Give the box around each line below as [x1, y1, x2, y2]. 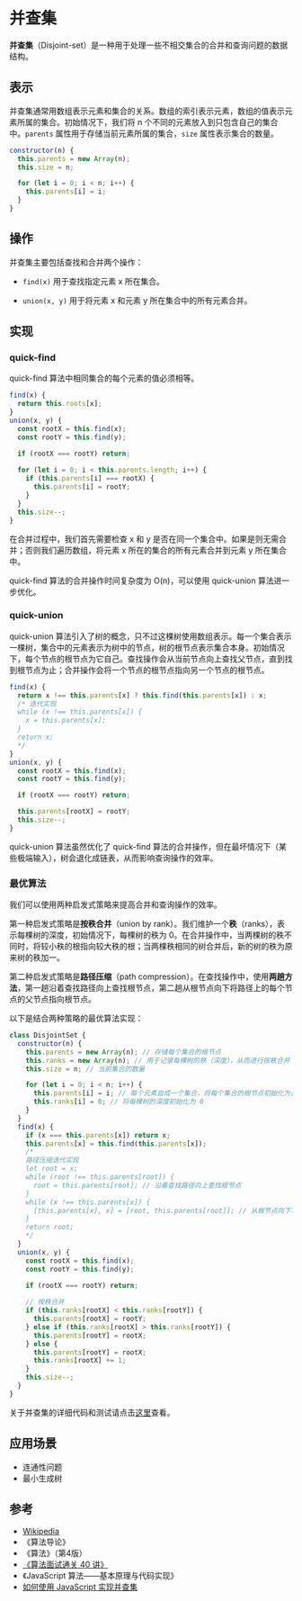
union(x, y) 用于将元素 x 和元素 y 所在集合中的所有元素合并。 [22, 294, 253, 306]
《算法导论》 [22, 1536, 70, 1548]
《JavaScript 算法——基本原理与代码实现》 [22, 1570, 179, 1581]
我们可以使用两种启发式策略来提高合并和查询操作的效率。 [9, 899, 222, 910]
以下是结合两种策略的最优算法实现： [9, 1013, 144, 1024]
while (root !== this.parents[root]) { [25, 1173, 175, 1182]
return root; [25, 1223, 75, 1232]
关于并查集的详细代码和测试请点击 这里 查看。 [9, 1407, 175, 1417]
